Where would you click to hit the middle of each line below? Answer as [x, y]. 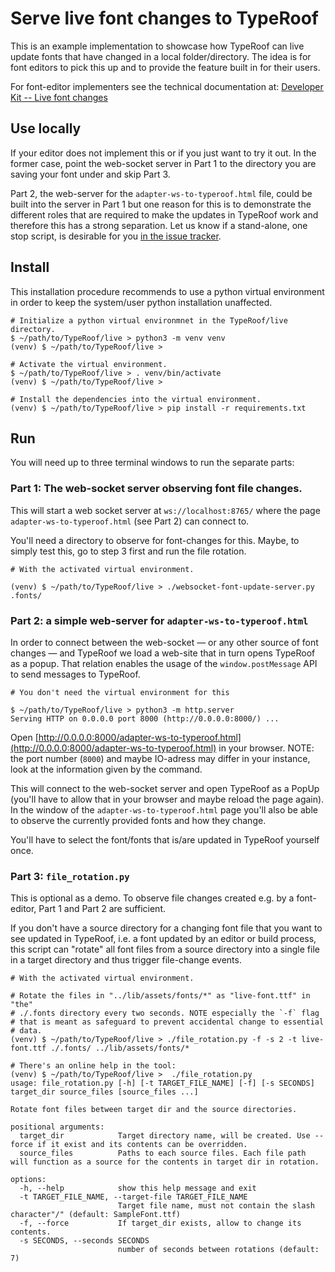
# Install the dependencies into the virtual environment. [136, 399]
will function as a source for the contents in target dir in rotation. [165, 1162]
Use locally [46, 128]
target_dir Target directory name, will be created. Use [165, 1136]
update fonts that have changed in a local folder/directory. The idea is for [161, 56]
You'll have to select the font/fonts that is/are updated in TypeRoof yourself [165, 839]
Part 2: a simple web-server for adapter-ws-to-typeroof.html [159, 620]
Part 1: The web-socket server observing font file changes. [156, 489]
